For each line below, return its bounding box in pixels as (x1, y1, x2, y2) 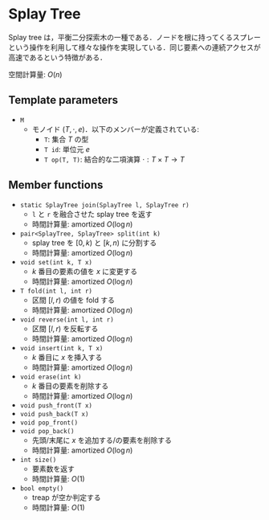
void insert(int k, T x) (19, 344, 104, 352)
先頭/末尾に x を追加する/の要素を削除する (31, 435, 173, 444)
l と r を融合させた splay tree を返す (31, 209, 153, 219)
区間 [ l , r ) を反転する (31, 323, 99, 334)
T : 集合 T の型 (43, 134, 89, 144)
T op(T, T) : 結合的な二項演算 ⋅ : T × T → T (43, 154, 185, 164)
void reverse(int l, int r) (19, 315, 114, 324)
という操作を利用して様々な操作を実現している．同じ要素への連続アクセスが (8, 42, 261, 52)
